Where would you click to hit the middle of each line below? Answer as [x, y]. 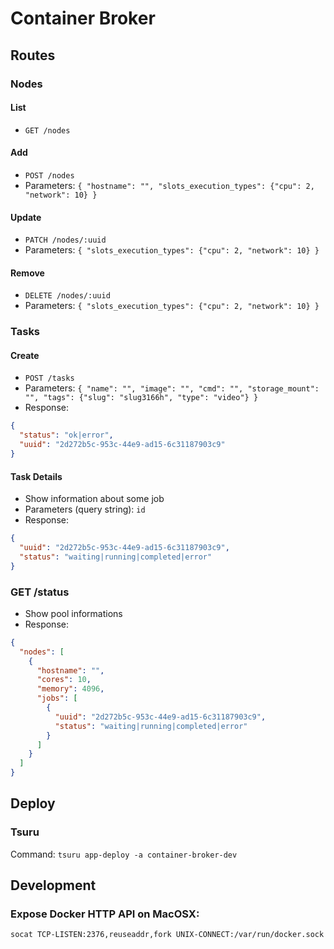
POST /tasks [49, 378]
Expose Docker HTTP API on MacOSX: [105, 914]
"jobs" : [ [57, 698]
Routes [33, 55]
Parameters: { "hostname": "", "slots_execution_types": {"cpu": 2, [169, 185]
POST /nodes [49, 175]
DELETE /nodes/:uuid [67, 296]
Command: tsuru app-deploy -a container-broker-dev [124, 854]
